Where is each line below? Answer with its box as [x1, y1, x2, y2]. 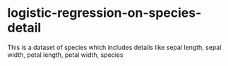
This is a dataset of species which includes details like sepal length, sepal [7, 43, 222, 51]
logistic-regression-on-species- [7, 5, 202, 21]
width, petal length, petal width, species [7, 51, 124, 59]
